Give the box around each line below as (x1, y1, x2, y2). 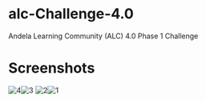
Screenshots (8, 59, 95, 77)
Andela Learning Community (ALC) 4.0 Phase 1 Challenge (8, 31, 199, 41)
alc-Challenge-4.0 (8, 5, 134, 23)
